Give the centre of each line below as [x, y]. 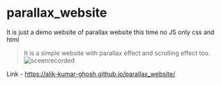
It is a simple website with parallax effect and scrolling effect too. [117, 53]
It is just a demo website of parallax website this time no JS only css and [110, 32]
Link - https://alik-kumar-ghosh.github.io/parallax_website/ [91, 74]
